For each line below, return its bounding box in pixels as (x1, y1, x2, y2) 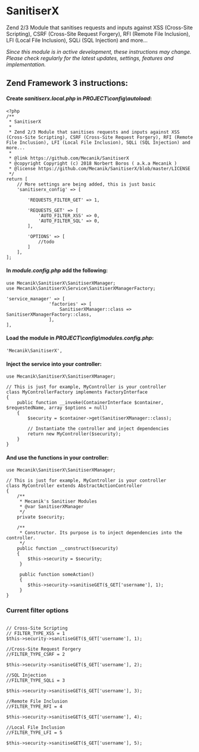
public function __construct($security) (17, 545, 119, 551)
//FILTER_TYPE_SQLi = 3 (6, 677, 66, 683)
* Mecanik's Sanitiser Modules (19, 498, 97, 505)
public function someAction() (19, 572, 95, 578)
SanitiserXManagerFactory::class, (6, 312, 92, 318)
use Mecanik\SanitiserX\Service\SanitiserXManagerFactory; (6, 285, 156, 291)
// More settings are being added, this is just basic (17, 181, 156, 187)
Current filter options (6, 606, 69, 615)
